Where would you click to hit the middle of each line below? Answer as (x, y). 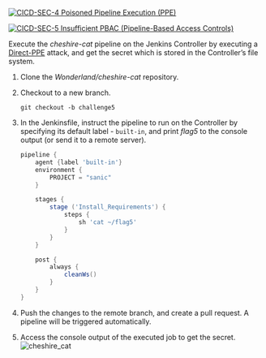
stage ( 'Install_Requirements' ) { (108, 207)
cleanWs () (80, 275)
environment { (59, 170)
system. (21, 61)
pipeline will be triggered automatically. (86, 321)
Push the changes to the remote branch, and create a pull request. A (134, 313)
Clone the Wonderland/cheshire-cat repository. (99, 77)
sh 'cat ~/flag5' (107, 222)
